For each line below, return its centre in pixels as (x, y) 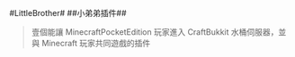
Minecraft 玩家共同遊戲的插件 (96, 43)
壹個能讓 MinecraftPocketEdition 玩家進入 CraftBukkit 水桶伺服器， (155, 32)
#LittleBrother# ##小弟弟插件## (68, 13)
